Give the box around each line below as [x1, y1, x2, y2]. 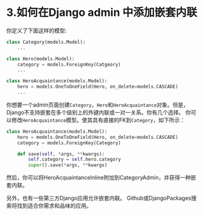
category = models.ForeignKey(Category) [17, 139, 121, 146]
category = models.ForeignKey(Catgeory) [17, 62, 121, 68]
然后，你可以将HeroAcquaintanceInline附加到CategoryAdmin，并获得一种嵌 [6, 174, 196, 182]
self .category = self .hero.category [28, 157, 121, 163]
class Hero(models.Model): [6, 55, 75, 62]
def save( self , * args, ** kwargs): [17, 150, 105, 157]
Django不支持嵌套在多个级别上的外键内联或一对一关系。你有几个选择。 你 [6, 108, 191, 116]
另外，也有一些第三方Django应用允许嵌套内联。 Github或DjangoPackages [6, 194, 192, 202]
